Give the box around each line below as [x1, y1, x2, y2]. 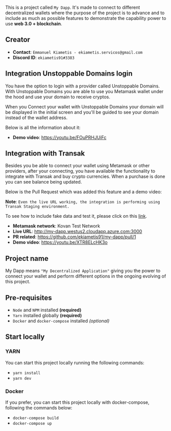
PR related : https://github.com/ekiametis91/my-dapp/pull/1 [12, 234, 136, 240]
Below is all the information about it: [5, 124, 81, 130]
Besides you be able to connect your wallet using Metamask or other [5, 163, 150, 169]
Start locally [5, 332, 45, 342]
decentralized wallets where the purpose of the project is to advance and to [5, 10, 165, 16]
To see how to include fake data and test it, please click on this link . [5, 213, 147, 219]
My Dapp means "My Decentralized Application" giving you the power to [5, 268, 161, 274]
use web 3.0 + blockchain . [5, 20, 62, 27]
